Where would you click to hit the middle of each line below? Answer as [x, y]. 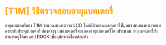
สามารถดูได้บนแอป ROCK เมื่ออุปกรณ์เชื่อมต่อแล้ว [47, 36]
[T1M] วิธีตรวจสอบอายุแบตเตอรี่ [59, 11]
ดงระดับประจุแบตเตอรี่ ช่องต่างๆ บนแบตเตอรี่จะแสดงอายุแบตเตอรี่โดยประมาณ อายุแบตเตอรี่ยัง [81, 31]
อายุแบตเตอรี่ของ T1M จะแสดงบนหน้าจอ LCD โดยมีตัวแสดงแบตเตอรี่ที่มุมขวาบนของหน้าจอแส [83, 25]
